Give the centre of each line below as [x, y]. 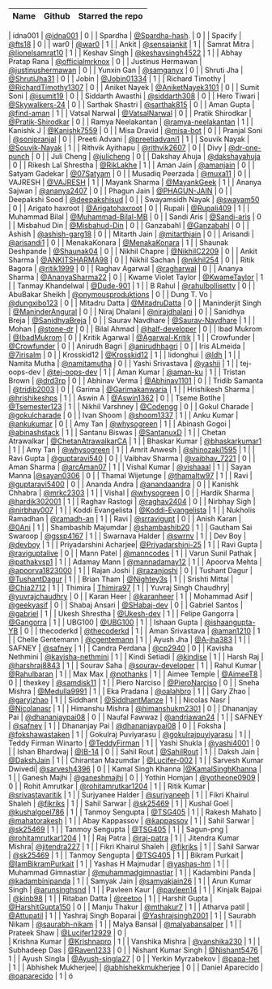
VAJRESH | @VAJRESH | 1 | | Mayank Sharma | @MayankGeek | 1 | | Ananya [135, 182]
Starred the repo [110, 16]
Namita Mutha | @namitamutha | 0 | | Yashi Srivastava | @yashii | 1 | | [123, 363]
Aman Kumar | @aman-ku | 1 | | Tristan [181, 372]
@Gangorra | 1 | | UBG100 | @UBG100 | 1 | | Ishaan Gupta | [105, 622]
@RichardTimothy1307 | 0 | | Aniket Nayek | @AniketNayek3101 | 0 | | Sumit [134, 87]
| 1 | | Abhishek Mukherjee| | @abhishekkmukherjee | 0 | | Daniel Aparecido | [136, 967]
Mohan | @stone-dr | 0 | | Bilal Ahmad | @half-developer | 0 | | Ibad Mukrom [136, 329]
